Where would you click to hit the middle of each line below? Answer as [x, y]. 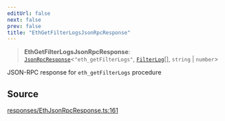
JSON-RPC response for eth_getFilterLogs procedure [84, 72]
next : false [24, 20]
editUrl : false [29, 13]
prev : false [24, 26]
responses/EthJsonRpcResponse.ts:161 [63, 111]
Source [23, 94]
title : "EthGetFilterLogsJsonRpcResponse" [69, 32]
